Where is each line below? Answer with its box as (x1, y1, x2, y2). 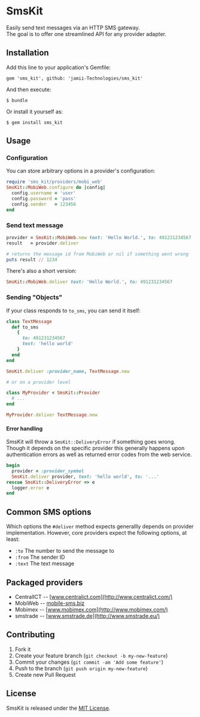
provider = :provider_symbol (11, 468, 84, 474)
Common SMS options (6, 507, 92, 517)
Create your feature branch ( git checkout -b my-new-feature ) (14, 652, 168, 659)
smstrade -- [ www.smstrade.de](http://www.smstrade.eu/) (14, 612, 160, 619)
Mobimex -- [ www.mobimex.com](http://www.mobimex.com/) (14, 605, 168, 613)
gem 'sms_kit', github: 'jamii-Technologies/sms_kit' (6, 75, 144, 82)
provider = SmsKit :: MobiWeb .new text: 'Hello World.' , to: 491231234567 (6, 234, 192, 240)
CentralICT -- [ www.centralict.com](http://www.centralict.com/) (14, 593, 173, 600)
